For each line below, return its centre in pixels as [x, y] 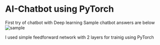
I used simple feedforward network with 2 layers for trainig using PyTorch [80, 37]
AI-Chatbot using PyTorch [60, 9]
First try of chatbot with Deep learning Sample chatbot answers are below [80, 22]
